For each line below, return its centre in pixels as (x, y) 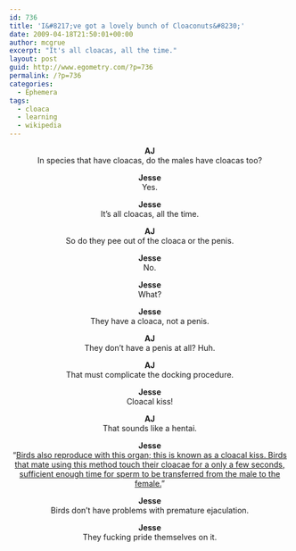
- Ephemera (37, 92)
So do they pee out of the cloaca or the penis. (150, 241)
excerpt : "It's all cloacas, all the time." (93, 51)
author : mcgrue (37, 42)
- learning (37, 117)
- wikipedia (40, 126)
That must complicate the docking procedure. (150, 375)
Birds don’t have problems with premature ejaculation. (150, 510)
